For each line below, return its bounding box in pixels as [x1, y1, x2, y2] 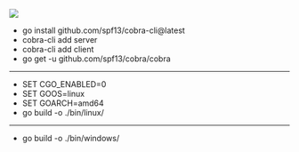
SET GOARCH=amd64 [21, 98, 104, 108]
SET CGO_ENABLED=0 [21, 79, 107, 89]
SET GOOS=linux [21, 89, 85, 99]
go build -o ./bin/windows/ [21, 133, 120, 143]
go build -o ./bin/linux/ [21, 108, 105, 117]
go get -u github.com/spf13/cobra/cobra [21, 53, 171, 64]
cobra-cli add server [21, 35, 98, 44]
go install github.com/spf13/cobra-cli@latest [21, 25, 185, 36]
